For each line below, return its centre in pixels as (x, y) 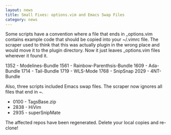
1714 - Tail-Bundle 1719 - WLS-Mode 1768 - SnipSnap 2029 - (85, 71)
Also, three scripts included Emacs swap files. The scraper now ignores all (84, 86)
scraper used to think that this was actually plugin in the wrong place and (82, 45)
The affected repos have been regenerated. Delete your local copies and (82, 123)
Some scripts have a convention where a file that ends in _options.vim (79, 34)
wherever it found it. (26, 56)
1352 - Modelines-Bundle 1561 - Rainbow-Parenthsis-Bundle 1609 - (76, 66)
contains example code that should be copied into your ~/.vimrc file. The (82, 39)
